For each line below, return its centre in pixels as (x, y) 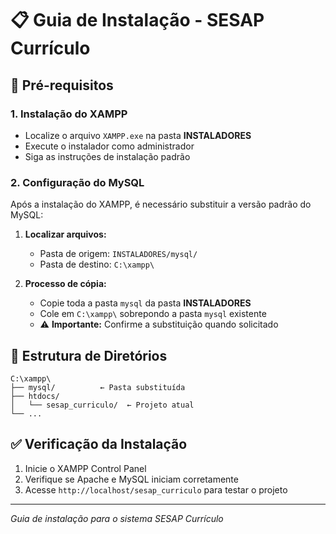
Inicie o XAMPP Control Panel (85, 468)
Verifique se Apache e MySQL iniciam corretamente (131, 479)
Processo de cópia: (65, 284)
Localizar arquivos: (65, 234)
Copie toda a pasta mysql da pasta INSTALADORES (145, 303)
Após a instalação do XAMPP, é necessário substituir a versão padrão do (161, 204)
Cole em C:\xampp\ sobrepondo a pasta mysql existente (153, 314)
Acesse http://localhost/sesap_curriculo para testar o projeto (156, 489)
